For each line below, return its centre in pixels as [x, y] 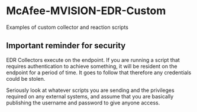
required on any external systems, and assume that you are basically [90, 96]
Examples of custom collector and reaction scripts [67, 27]
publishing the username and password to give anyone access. [83, 103]
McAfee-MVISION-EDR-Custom [86, 11]
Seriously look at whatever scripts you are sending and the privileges [90, 90]
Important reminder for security [66, 46]
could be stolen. [26, 78]
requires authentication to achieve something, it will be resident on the [92, 66]
